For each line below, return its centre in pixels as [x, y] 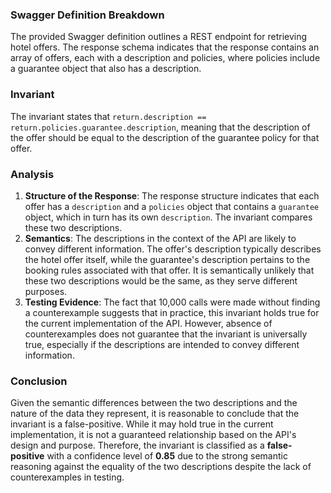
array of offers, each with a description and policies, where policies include [165, 58]
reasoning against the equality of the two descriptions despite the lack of [161, 467]
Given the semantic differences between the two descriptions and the [154, 403]
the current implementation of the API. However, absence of [148, 323]
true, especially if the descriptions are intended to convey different [162, 344]
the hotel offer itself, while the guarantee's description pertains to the [167, 259]
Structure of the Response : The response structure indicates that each [172, 195]
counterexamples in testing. [67, 477]
